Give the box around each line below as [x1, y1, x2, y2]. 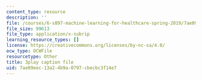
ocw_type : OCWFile [6, 48, 52, 54]
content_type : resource [6, 8, 66, 15]
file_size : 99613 [6, 25, 50, 32]
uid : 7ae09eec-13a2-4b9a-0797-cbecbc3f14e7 [6, 64, 117, 71]
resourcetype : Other [6, 54, 58, 60]
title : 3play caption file [6, 59, 74, 65]
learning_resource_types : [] [6, 37, 79, 43]
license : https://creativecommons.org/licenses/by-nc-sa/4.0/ [6, 43, 165, 49]
